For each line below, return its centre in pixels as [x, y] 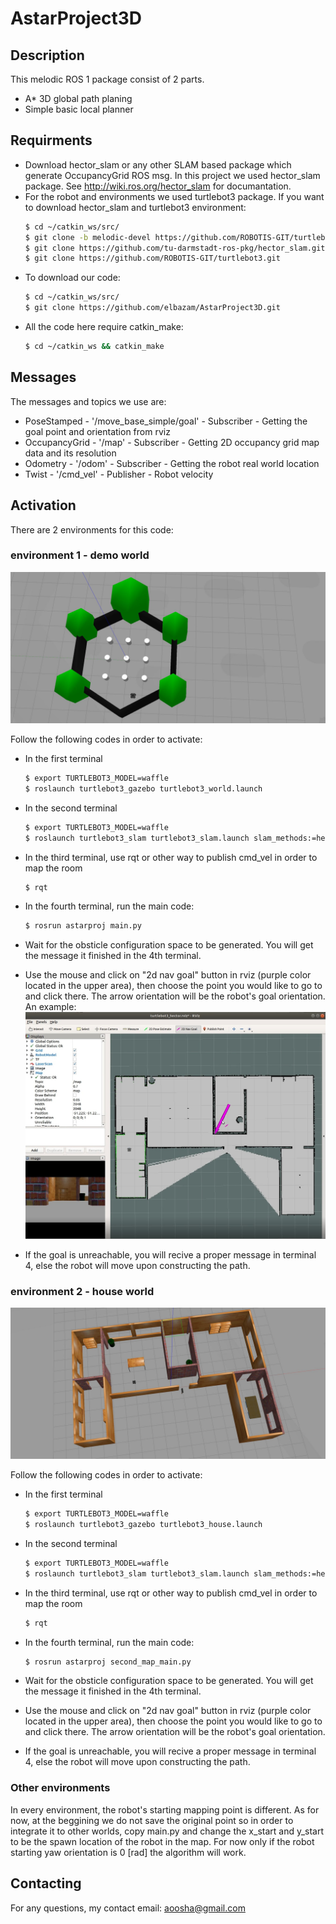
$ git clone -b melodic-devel [88, 237]
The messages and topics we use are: [88, 401]
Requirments [51, 140]
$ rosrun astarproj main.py [83, 926]
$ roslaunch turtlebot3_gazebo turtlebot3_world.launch [143, 788]
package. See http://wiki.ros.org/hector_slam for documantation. [158, 186]
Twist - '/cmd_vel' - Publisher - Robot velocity [119, 474]
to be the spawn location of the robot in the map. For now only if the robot [162, 1841]
